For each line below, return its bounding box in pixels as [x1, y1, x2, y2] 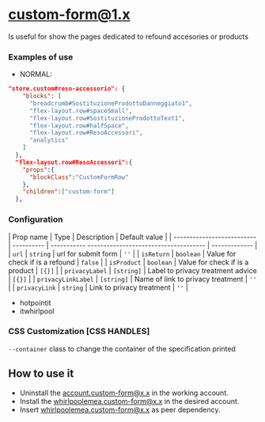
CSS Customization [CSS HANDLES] [8, 326, 150, 337]
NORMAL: [19, 70, 53, 79]
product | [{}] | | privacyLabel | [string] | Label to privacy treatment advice [8, 265, 257, 275]
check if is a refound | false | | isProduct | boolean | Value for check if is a [8, 257, 249, 267]
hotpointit [19, 298, 51, 307]
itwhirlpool [19, 306, 55, 316]
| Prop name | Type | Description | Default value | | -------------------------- [8, 232, 257, 241]
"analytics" [28, 136, 69, 144]
